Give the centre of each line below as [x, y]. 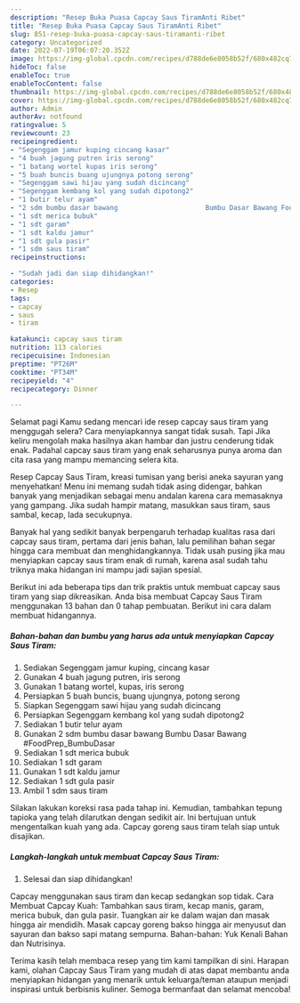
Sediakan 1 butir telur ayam [73, 724]
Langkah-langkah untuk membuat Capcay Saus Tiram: [115, 856]
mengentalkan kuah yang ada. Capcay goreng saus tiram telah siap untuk [145, 827]
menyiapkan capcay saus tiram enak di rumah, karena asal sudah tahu [139, 561]
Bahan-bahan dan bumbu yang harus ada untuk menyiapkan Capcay [142, 635]
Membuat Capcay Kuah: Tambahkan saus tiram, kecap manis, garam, [137, 906]
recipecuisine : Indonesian [60, 356]
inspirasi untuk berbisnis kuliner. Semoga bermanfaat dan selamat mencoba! [150, 990]
